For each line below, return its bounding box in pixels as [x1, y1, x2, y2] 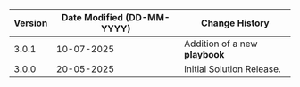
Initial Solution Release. [184, 63, 281, 75]
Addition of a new [184, 37, 258, 50]
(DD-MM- [124, 12, 171, 23]
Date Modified [61, 12, 123, 23]
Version [13, 17, 48, 29]
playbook [184, 49, 225, 60]
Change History [200, 17, 270, 29]
